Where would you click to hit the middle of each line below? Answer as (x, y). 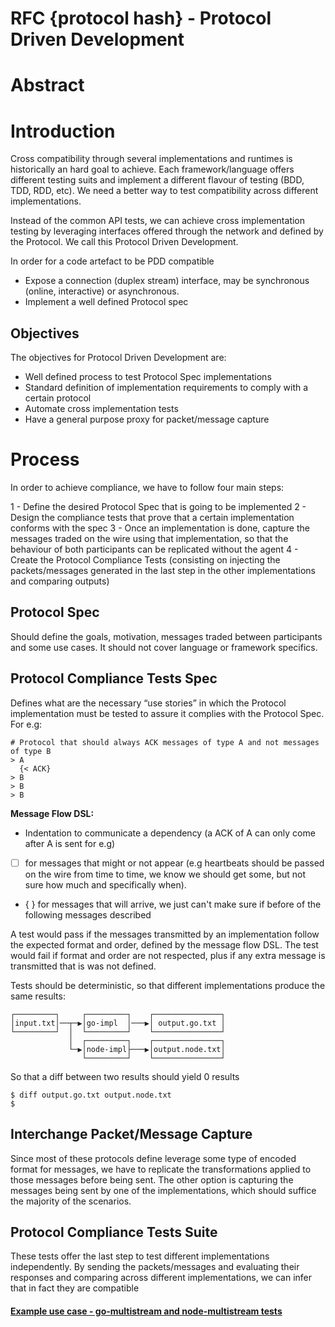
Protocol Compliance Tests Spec (114, 678)
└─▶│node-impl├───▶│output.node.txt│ (147, 1049)
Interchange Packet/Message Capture (131, 1134)
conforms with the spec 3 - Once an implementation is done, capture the (160, 528)
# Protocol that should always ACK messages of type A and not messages (165, 742)
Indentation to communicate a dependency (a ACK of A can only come (170, 833)
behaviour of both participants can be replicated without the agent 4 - (154, 549)
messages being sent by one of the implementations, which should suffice (163, 1190)
